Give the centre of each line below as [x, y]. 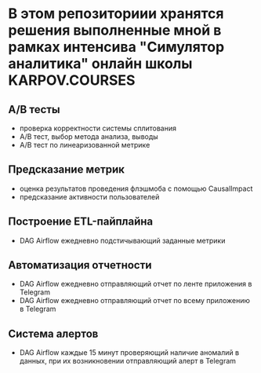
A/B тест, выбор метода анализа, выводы [89, 137]
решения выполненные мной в [115, 30]
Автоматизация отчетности [80, 265]
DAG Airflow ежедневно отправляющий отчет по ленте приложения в [136, 284]
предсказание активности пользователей [89, 196]
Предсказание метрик [67, 170]
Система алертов [53, 333]
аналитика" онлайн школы [100, 64]
